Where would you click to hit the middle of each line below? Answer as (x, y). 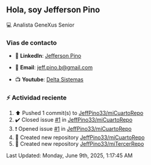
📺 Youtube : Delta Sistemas (49, 79)
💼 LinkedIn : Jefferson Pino (48, 56)
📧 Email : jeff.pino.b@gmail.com (54, 67)
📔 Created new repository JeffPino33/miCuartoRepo (80, 137)
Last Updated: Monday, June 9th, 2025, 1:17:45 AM (69, 155)
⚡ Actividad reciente (37, 98)
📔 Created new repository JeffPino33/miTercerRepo (79, 144)
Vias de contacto (32, 43)
